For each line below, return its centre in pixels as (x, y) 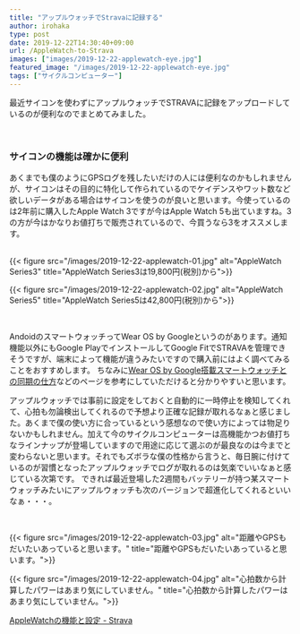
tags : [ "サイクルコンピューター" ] (66, 76)
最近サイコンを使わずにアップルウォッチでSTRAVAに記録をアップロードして (150, 102)
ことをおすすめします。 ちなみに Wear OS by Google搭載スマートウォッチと (148, 370)
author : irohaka (39, 26)
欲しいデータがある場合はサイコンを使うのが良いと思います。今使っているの (150, 200)
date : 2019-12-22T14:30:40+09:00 (72, 43)
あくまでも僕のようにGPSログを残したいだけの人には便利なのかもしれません (150, 178)
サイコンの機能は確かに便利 (69, 156)
